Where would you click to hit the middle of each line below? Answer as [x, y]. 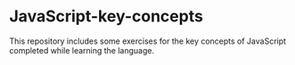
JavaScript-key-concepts [106, 16]
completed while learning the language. [82, 50]
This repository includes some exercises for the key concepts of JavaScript [148, 41]
